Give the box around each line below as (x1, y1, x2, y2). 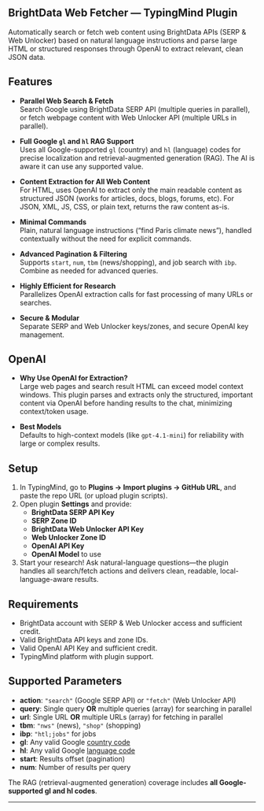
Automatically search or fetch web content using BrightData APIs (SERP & (8, 27, 247, 36)
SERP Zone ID (31, 516, 77, 526)
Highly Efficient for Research (19, 281, 116, 291)
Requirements (8, 598, 79, 611)
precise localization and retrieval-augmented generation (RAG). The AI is (19, 153, 255, 162)
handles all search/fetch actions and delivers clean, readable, (19, 566, 218, 576)
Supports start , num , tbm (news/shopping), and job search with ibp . (19, 257, 237, 267)
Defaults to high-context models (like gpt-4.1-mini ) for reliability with (19, 431, 244, 440)
